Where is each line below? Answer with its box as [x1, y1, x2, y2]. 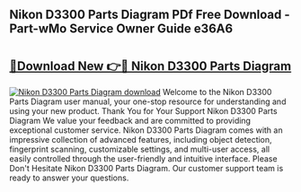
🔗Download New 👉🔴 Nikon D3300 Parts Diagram [9, 58, 292, 74]
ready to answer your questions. [9, 172, 129, 183]
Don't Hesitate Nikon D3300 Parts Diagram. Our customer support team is [9, 163, 284, 173]
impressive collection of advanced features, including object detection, [9, 135, 272, 144]
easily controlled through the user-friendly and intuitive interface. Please [9, 153, 278, 164]
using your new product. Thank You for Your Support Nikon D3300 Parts [9, 106, 278, 116]
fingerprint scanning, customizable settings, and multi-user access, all [9, 144, 270, 154]
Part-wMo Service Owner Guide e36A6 [9, 22, 234, 37]
